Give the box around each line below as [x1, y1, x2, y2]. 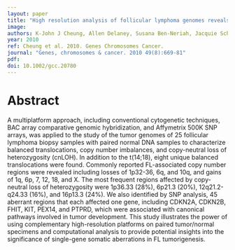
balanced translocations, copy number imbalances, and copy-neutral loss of [7, 145, 227, 154]
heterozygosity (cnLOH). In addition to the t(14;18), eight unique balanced [7, 153, 219, 161]
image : [7, 23, 27, 30]
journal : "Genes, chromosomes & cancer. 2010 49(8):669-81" [7, 50, 187, 57]
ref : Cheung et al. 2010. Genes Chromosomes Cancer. [7, 43, 164, 50]
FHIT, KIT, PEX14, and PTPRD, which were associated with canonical [7, 204, 205, 214]
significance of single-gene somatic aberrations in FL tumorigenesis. [7, 235, 206, 243]
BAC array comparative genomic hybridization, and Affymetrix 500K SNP [7, 123, 218, 132]
